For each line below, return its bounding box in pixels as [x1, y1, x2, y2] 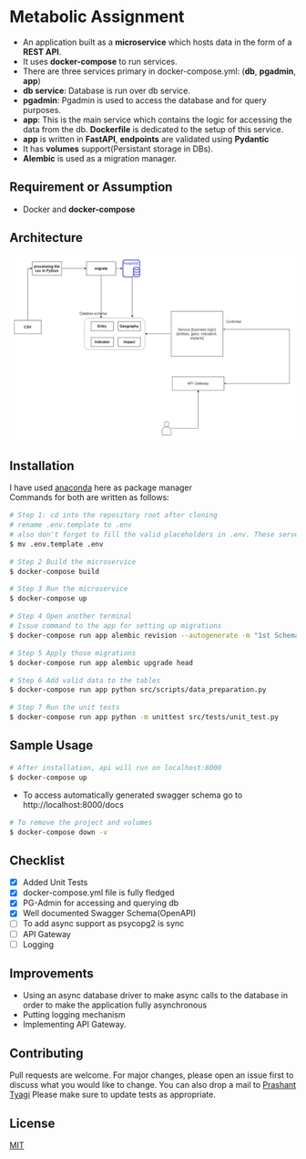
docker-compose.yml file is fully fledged [22, 887, 175, 898]
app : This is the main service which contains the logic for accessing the [22, 114, 292, 125]
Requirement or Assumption [9, 180, 173, 195]
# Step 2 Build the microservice [9, 557, 137, 567]
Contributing [9, 1045, 84, 1060]
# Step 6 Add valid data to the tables [9, 675, 161, 685]
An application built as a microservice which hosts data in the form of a [22, 37, 292, 47]
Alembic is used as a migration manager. [22, 152, 178, 163]
